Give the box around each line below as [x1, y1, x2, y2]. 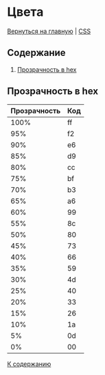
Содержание [7, 47, 67, 59]
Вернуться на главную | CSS [7, 27, 91, 35]
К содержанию [7, 360, 51, 368]
